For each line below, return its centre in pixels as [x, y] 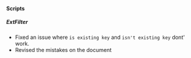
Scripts [16, 8]
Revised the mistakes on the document [63, 50]
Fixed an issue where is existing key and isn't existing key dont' [100, 37]
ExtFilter [17, 22]
